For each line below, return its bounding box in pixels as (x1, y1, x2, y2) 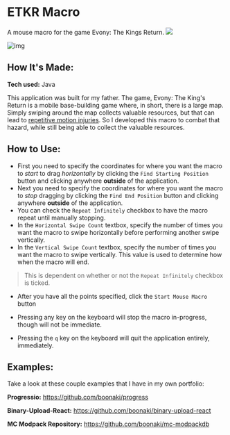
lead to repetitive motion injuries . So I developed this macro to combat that (7, 115, 220, 124)
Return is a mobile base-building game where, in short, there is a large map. (7, 101, 224, 109)
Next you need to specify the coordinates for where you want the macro (17, 183, 224, 192)
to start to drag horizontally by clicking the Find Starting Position (17, 169, 209, 177)
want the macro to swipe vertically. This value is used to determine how (17, 250, 222, 258)
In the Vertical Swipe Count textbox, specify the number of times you (17, 243, 217, 251)
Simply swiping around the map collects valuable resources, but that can (7, 108, 215, 117)
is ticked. (24, 279, 51, 287)
